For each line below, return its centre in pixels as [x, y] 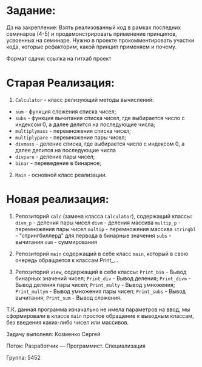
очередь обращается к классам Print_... [67, 260]
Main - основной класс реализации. [61, 175]
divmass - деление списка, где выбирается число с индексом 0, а [100, 144]
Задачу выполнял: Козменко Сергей [53, 334]
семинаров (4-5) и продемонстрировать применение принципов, [92, 33]
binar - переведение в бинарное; [58, 163]
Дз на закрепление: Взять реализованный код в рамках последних [94, 27]
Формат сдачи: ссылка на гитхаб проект [59, 58]
